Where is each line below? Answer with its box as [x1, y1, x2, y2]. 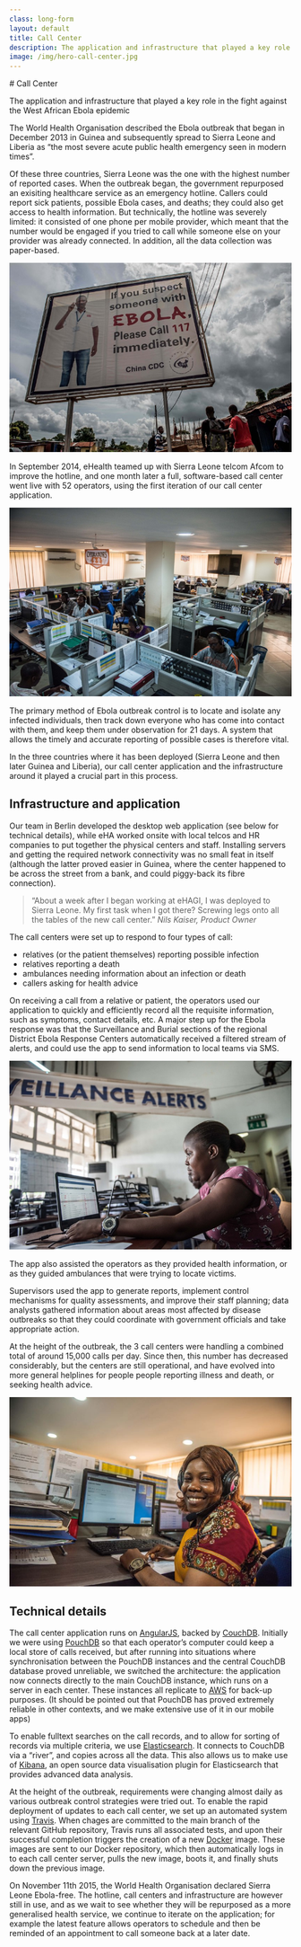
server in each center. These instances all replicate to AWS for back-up [9, 1685, 272, 1695]
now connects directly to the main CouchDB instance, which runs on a [9, 1676, 269, 1686]
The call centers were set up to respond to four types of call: [9, 931, 233, 943]
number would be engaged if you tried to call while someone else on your [9, 226, 281, 237]
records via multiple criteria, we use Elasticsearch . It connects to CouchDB [9, 1740, 285, 1751]
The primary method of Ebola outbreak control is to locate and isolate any [9, 705, 281, 716]
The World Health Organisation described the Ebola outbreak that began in [9, 122, 285, 134]
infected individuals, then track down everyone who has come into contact [9, 714, 285, 725]
